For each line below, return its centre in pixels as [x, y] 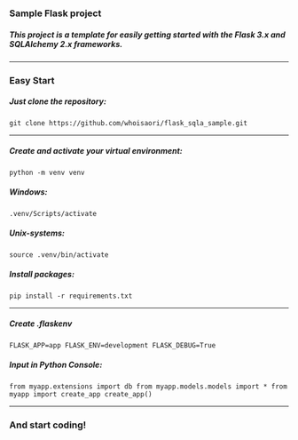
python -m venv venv [47, 172]
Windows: [28, 192]
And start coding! [48, 425]
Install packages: [42, 275]
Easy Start [32, 80]
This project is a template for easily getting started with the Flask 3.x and [147, 35]
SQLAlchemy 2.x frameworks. [66, 44]
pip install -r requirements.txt [71, 296]
